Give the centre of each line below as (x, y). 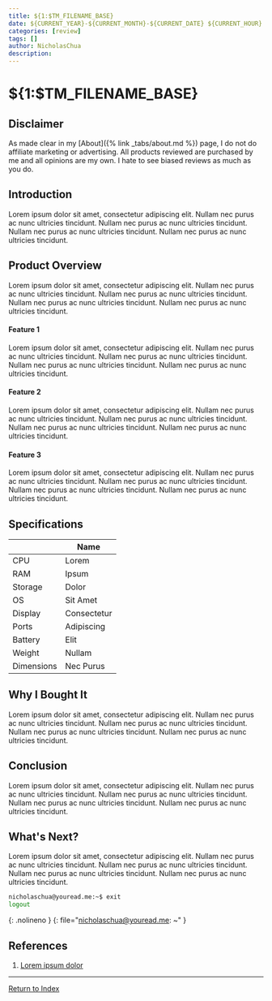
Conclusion (38, 766)
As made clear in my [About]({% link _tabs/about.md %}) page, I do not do (133, 143)
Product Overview (55, 266)
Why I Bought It (48, 695)
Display (27, 614)
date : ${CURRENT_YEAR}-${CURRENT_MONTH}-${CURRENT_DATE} (106, 24)
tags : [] (23, 39)
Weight (26, 653)
